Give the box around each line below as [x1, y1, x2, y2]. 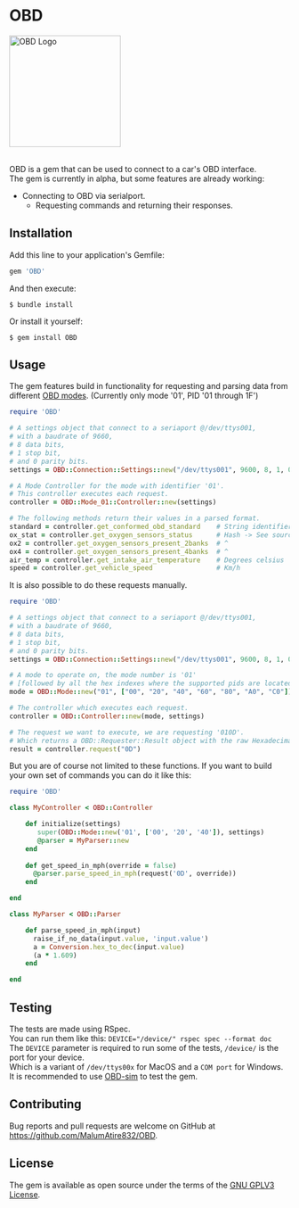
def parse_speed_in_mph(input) [25, 925, 141, 935]
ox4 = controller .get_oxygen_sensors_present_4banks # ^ [9, 547, 229, 556]
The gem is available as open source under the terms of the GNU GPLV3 [9, 1179, 275, 1190]
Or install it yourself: [9, 316, 83, 327]
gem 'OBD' [9, 267, 46, 276]
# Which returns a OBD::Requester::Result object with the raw [9, 736, 249, 745]
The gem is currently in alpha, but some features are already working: [9, 173, 265, 184]
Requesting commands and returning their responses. [35, 200, 233, 211]
